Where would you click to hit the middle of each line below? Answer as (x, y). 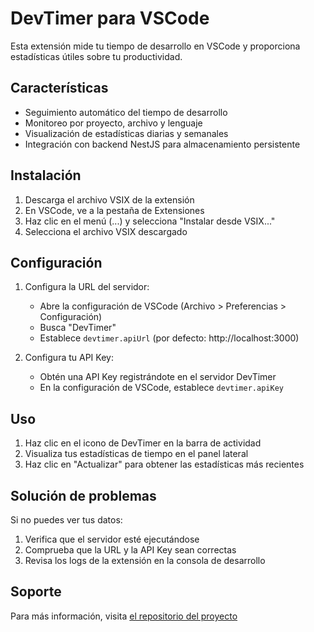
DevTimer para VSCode (110, 18)
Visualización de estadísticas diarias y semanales (126, 133)
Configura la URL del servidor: (87, 287)
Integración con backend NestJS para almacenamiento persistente (162, 144)
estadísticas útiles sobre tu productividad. (96, 56)
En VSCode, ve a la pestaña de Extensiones (114, 210)
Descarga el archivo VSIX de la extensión (109, 199)
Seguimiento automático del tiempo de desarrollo (126, 112)
